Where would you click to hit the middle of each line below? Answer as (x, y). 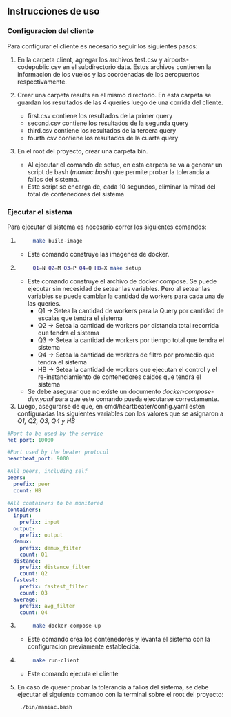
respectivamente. (42, 82)
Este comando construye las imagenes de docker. (98, 254)
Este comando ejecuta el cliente (73, 674)
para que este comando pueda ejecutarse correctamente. (137, 399)
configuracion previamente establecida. (84, 646)
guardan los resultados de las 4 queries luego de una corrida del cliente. (120, 102)
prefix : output (41, 535)
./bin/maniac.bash (46, 707)
